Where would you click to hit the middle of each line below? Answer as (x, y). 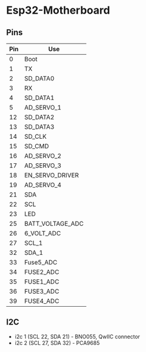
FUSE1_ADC (42, 282)
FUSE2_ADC (42, 272)
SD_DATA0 (39, 78)
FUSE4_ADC (42, 301)
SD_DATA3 (39, 127)
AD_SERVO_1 (43, 108)
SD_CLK (35, 136)
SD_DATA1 (39, 98)
